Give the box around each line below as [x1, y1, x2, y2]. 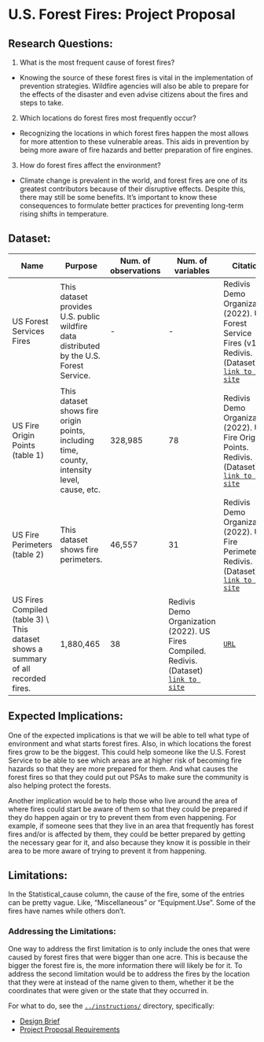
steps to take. [19, 98, 64, 107]
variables [174, 265, 211, 276]
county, [60, 454, 89, 465]
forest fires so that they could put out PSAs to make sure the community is [8, 772, 249, 781]
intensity [60, 464, 92, 475]
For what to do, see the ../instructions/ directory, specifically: [8, 1001, 214, 1011]
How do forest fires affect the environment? [19, 161, 161, 170]
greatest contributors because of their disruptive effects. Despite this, [19, 184, 246, 194]
